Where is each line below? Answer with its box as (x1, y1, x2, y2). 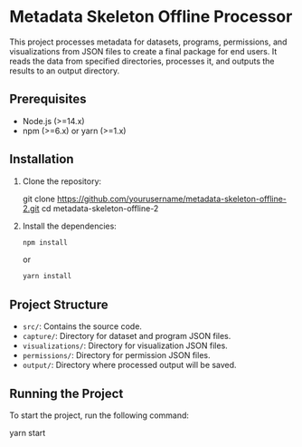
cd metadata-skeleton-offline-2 (41, 202, 159, 214)
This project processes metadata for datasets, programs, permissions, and (9, 36, 288, 47)
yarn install (22, 272, 72, 281)
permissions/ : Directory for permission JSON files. (22, 350, 211, 361)
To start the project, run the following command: (9, 410, 190, 421)
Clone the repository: (22, 175, 102, 187)
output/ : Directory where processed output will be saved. (22, 360, 237, 371)
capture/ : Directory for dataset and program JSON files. (22, 331, 231, 342)
